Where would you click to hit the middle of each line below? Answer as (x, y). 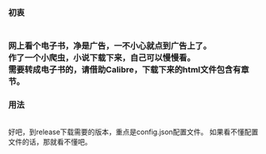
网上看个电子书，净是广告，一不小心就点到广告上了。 (110, 45)
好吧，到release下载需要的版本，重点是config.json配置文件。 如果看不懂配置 (133, 132)
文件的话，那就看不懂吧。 (50, 142)
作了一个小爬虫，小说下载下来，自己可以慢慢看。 (102, 57)
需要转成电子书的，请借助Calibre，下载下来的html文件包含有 (125, 69)
